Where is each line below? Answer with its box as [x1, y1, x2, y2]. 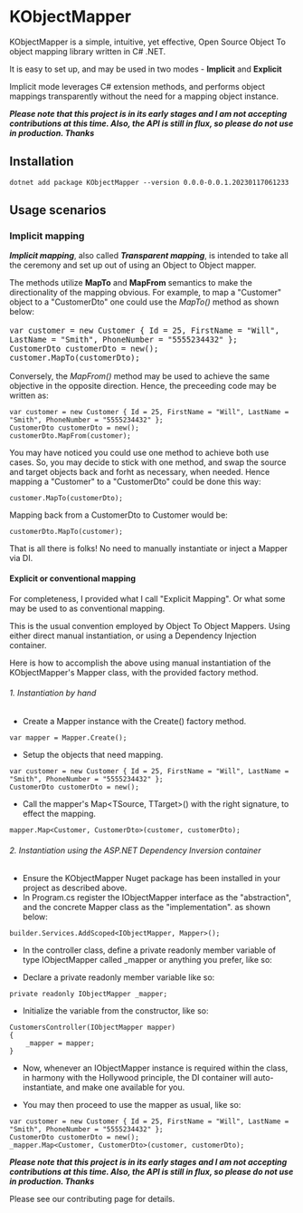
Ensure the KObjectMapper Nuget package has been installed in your [22, 873, 281, 884]
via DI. [9, 552, 33, 563]
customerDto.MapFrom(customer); [9, 431, 131, 441]
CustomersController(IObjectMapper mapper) [9, 1023, 176, 1033]
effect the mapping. [22, 809, 97, 820]
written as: [9, 390, 49, 401]
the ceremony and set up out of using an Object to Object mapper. [9, 260, 257, 271]
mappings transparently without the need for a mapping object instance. [9, 91, 279, 102]
